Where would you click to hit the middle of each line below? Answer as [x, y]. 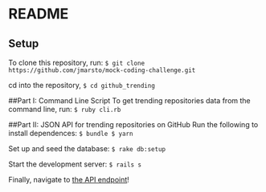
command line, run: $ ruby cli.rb [65, 109]
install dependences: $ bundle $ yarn [71, 133]
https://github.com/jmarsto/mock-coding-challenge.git [102, 70]
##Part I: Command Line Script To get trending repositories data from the [129, 100]
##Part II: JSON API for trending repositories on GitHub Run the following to [133, 124]
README [39, 14]
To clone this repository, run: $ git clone [77, 62]
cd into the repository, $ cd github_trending [82, 85]
